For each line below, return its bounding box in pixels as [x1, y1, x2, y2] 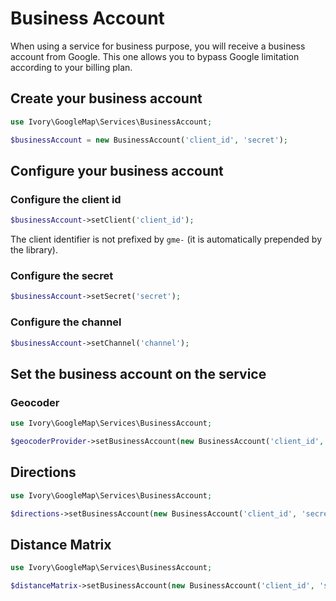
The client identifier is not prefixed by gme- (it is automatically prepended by [10, 233, 323, 246]
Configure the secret [10, 268, 114, 282]
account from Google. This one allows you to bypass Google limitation [10, 50, 300, 62]
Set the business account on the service [10, 365, 267, 382]
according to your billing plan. [10, 61, 133, 73]
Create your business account [10, 90, 203, 107]
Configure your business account [10, 162, 224, 179]
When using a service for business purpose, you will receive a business [10, 40, 306, 52]
